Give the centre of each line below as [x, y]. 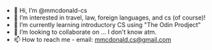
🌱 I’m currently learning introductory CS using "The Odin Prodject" [107, 25]
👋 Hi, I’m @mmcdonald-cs [50, 10]
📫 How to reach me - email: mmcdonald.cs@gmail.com [92, 40]
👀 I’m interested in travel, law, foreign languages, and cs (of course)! [109, 18]
